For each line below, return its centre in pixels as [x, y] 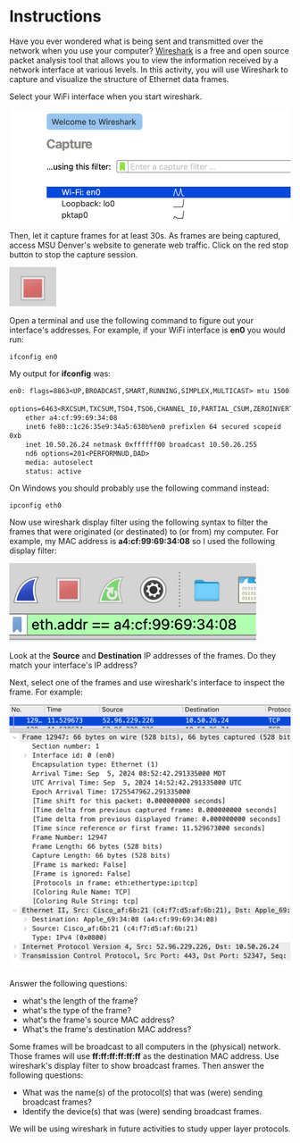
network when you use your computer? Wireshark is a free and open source [150, 50]
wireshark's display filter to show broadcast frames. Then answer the [137, 1066]
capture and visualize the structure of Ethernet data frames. [119, 79]
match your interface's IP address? [74, 665]
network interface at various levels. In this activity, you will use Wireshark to [149, 70]
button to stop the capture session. [74, 255]
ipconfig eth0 [36, 506]
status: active [54, 472]
